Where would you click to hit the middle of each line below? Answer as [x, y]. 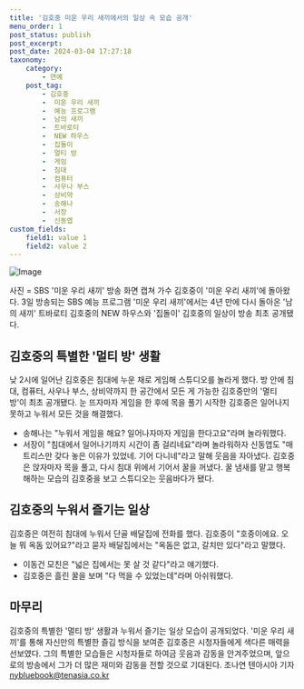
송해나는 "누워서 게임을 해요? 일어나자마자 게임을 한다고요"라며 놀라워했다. [154, 434]
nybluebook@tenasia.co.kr [59, 674]
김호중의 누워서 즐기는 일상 [79, 510]
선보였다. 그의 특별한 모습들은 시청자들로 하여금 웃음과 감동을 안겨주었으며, [142, 653]
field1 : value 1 [57, 237]
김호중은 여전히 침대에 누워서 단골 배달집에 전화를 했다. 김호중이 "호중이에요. [144, 534]
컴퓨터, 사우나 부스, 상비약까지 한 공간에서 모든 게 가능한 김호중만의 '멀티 [149, 391]
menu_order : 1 [36, 26]
